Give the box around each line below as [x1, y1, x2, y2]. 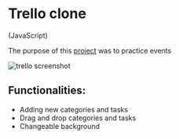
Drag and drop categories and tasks [19, 113, 137, 123]
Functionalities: [8, 84, 86, 97]
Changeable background [19, 121, 100, 130]
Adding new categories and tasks [19, 104, 128, 114]
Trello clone [8, 5, 86, 23]
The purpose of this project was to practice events [8, 46, 172, 55]
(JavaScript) [8, 31, 49, 40]
